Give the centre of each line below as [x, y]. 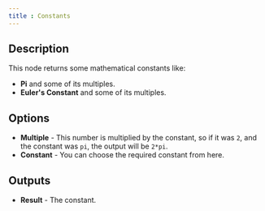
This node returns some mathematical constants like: [97, 68]
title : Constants [39, 16]
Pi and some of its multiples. [67, 84]
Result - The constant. [58, 200]
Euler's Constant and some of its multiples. [93, 93]
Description [39, 49]
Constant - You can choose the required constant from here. [122, 155]
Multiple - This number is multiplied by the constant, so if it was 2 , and [139, 138]
